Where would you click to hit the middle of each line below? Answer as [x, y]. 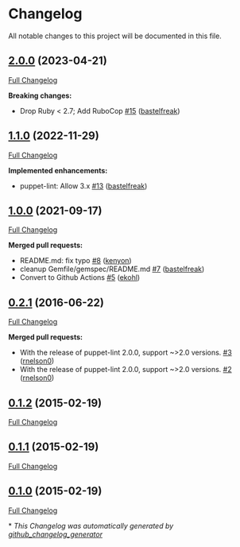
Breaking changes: [40, 95]
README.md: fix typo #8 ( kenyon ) [76, 261]
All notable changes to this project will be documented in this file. [115, 36]
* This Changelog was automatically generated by [91, 526]
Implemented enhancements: [58, 170]
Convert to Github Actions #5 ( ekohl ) [80, 277]
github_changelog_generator [56, 534]
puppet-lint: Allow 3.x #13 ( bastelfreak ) [83, 186]
